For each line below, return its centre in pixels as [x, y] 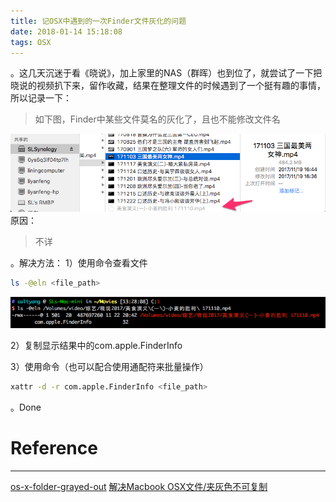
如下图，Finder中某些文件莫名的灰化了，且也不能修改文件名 [157, 119]
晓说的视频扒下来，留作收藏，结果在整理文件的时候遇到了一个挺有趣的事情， [168, 86]
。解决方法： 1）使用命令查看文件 [79, 262]
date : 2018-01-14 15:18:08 [66, 31]
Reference [54, 448]
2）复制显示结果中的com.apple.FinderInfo [96, 346]
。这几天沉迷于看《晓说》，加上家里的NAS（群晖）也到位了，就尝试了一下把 [166, 73]
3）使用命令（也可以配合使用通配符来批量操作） [109, 367]
